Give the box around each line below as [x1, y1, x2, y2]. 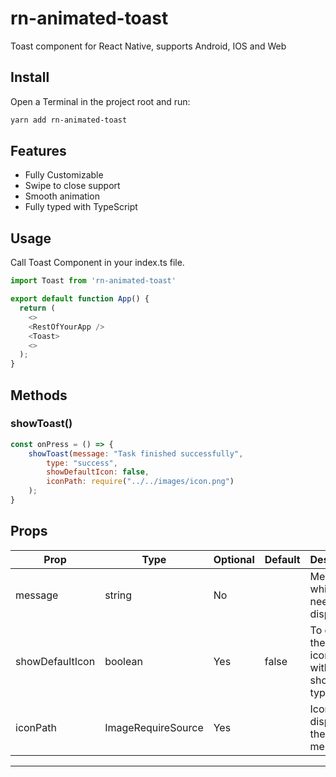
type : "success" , [46, 458, 118, 468]
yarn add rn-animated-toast [10, 115, 128, 125]
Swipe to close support [24, 180, 121, 192]
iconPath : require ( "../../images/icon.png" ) [46, 477, 235, 487]
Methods [10, 387, 68, 404]
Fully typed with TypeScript [24, 201, 138, 213]
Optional [213, 552, 255, 566]
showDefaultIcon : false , [46, 467, 150, 477]
